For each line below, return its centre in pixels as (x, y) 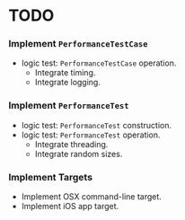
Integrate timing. (65, 73)
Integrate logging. (67, 83)
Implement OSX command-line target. (92, 197)
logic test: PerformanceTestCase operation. (99, 63)
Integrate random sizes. (79, 154)
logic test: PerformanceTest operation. (91, 135)
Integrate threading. (71, 144)
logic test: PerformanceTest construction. (97, 125)
